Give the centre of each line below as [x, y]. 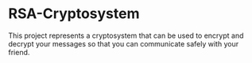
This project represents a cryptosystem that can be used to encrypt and [126, 35]
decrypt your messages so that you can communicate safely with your [124, 43]
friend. [19, 52]
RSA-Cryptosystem [74, 14]
